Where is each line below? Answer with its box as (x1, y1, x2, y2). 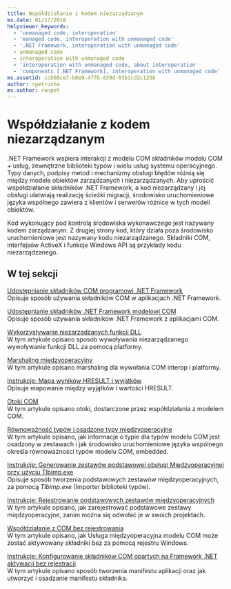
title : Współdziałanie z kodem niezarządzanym (7, 10, 143, 17)
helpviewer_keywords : (7, 23, 70, 30)
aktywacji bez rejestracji (7, 559, 77, 568)
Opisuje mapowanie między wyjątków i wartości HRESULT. (7, 383, 174, 392)
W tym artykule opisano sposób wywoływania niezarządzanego (7, 335, 188, 343)
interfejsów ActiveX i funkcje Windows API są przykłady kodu (7, 241, 181, 249)
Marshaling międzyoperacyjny (7, 356, 93, 364)
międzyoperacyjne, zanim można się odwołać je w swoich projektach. (7, 510, 205, 519)
